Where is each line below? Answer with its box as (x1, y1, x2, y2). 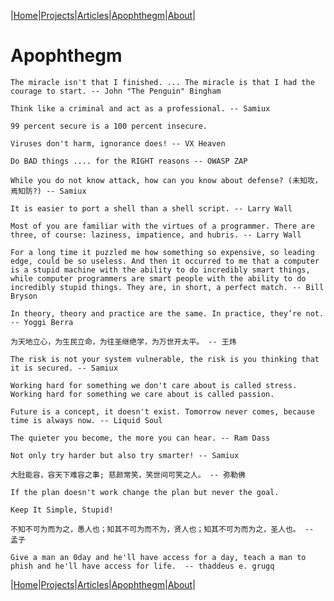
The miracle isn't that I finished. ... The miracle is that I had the (10, 77, 315, 87)
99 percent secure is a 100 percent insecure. (10, 121, 208, 131)
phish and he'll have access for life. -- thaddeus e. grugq (10, 561, 275, 571)
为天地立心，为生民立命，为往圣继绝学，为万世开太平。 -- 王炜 (10, 336, 237, 347)
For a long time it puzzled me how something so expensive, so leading (10, 247, 315, 257)
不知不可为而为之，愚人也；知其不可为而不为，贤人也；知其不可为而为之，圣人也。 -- (10, 524, 315, 534)
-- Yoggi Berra (10, 317, 74, 327)
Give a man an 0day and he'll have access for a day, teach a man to (10, 552, 307, 562)
